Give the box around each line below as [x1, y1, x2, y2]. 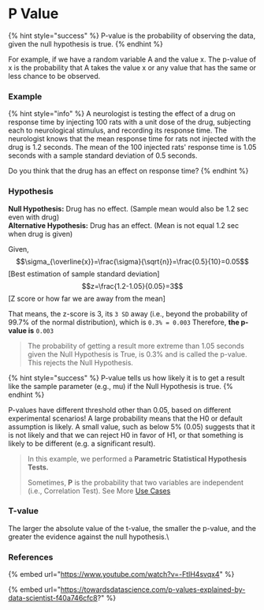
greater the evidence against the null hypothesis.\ [8, 532, 169, 541]
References [8, 552, 54, 563]
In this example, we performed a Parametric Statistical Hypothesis [27, 454, 247, 463]
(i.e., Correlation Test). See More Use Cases [27, 486, 171, 496]
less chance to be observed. [8, 71, 101, 80]
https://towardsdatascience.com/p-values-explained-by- [60, 585, 246, 594]
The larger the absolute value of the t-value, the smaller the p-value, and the [8, 523, 256, 533]
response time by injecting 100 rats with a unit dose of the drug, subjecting [8, 118, 251, 127]
